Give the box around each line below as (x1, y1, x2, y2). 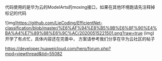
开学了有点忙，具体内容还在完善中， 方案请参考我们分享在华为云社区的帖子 (5, 36, 155, 42)
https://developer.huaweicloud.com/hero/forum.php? (5, 46, 111, 51)
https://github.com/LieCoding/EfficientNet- (16, 20, 103, 26)
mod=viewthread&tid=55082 (5, 51, 63, 57)
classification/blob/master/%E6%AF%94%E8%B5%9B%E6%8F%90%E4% (5, 25, 157, 30)
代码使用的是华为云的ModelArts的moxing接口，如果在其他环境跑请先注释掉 (5, 4, 155, 10)
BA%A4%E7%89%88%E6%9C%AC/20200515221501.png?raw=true (5, 30, 143, 36)
